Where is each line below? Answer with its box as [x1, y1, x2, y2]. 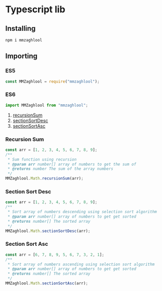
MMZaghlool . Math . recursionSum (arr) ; [5, 176, 84, 181]
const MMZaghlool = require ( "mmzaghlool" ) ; [5, 79, 100, 84]
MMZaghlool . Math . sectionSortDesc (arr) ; [5, 228, 91, 234]
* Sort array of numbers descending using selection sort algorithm [7, 209, 157, 215]
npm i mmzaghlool [5, 37, 43, 43]
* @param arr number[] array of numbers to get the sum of [7, 162, 137, 167]
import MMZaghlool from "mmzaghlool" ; [5, 103, 88, 108]
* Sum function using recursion [7, 157, 77, 162]
